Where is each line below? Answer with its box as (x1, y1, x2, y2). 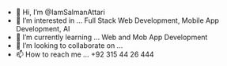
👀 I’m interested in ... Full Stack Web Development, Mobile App (15, 16, 220, 25)
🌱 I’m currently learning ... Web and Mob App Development (15, 32, 208, 42)
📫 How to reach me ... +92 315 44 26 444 (15, 49, 154, 59)
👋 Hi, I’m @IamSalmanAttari (15, 8, 105, 16)
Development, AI (15, 24, 70, 33)
